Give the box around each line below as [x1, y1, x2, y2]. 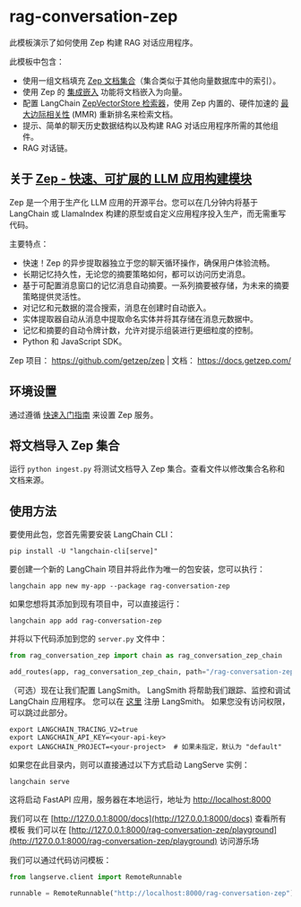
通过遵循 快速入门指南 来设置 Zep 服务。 [9, 409, 159, 420]
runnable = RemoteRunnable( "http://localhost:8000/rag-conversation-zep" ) [9, 888, 295, 898]
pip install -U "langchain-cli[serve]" [9, 547, 159, 556]
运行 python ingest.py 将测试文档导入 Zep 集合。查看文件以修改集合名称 [9, 464, 278, 475]
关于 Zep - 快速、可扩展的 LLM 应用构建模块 [9, 171, 253, 187]
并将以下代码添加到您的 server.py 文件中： [9, 633, 168, 644]
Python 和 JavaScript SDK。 [21, 336, 127, 346]
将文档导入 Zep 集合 [9, 438, 120, 453]
